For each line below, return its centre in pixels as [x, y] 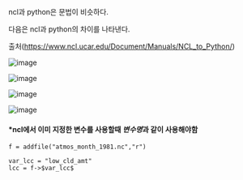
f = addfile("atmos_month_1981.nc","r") [78, 147]
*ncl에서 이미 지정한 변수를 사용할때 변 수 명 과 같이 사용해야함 [103, 129]
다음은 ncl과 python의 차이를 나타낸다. [69, 29]
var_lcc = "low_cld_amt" [50, 161]
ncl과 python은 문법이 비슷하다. [59, 12]
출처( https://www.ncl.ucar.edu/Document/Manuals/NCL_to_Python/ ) [122, 46]
